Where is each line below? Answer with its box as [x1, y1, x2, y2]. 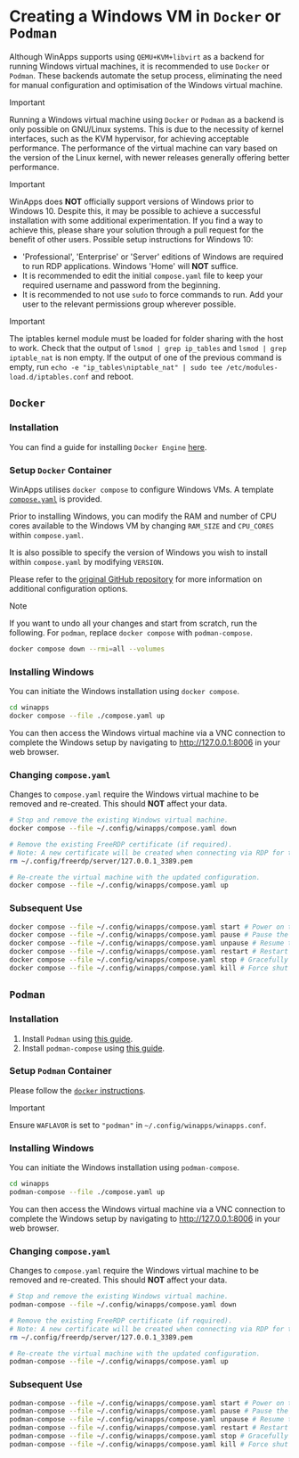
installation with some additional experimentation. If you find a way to [9, 215, 263, 225]
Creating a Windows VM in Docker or [9, 6, 282, 27]
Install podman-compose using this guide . [21, 1043, 166, 1053]
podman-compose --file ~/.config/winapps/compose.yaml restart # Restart [9, 1423, 289, 1432]
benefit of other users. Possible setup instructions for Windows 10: [9, 233, 254, 244]
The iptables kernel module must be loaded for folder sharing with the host [9, 332, 284, 344]
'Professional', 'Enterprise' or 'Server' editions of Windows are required [21, 251, 284, 262]
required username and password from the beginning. [21, 279, 221, 291]
